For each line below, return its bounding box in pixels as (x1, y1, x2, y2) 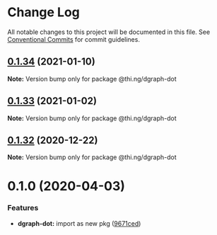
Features (7, 203, 39, 213)
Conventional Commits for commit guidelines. (7, 35, 140, 43)
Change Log (7, 4, 80, 21)
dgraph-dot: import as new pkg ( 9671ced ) (17, 219, 141, 227)
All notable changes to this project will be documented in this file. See (7, 28, 211, 36)
